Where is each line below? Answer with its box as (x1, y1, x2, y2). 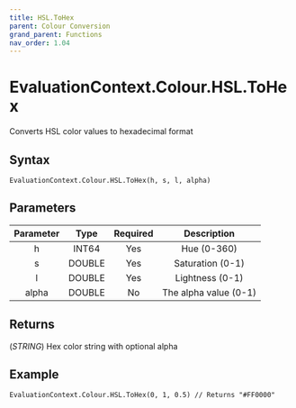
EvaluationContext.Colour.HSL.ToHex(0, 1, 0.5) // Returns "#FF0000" (9, 391, 276, 400)
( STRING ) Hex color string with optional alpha (9, 340, 178, 351)
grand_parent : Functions (9, 30, 103, 39)
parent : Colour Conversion (9, 22, 111, 31)
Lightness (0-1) (175, 271, 244, 284)
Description (184, 227, 236, 240)
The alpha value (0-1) (161, 286, 257, 298)
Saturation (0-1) (174, 257, 245, 269)
